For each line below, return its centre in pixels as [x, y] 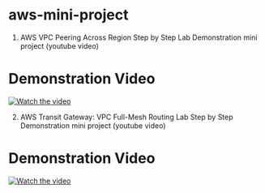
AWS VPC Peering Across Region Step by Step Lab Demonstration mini [139, 37]
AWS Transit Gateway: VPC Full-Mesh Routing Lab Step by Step [126, 117]
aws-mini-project [68, 15]
